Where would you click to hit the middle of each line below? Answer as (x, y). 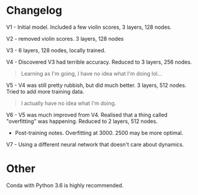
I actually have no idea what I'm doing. (68, 103)
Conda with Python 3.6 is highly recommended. (65, 185)
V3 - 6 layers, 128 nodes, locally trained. (56, 50)
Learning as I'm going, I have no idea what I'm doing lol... (91, 73)
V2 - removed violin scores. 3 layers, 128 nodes (65, 38)
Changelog (34, 10)
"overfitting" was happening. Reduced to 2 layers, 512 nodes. (82, 121)
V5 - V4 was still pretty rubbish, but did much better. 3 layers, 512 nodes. (97, 85)
